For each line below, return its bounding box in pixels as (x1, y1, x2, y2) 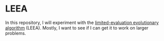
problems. (5, 30, 26, 36)
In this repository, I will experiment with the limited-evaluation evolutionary (5, 19, 159, 25)
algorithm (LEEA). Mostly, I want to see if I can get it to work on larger (5, 24, 149, 30)
